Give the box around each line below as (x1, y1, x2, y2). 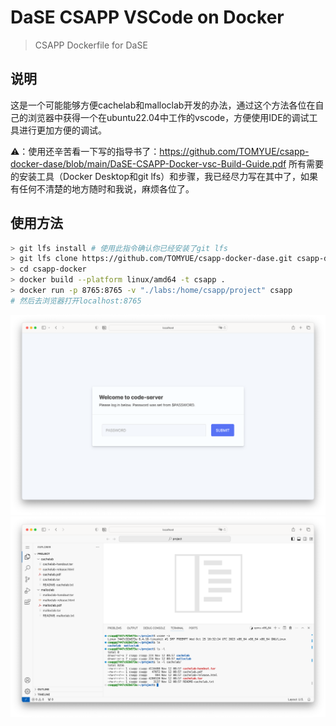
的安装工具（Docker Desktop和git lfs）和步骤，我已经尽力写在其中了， (10, 170, 302, 182)
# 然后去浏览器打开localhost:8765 (10, 296, 142, 306)
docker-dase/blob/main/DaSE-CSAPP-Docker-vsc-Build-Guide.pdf (10, 157, 287, 170)
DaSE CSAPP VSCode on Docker (10, 6, 285, 29)
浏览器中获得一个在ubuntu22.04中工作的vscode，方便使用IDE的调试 (27, 111, 310, 123)
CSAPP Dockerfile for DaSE (34, 39, 148, 51)
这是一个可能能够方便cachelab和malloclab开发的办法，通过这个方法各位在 (10, 99, 316, 111)
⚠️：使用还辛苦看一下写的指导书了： (10, 145, 160, 157)
